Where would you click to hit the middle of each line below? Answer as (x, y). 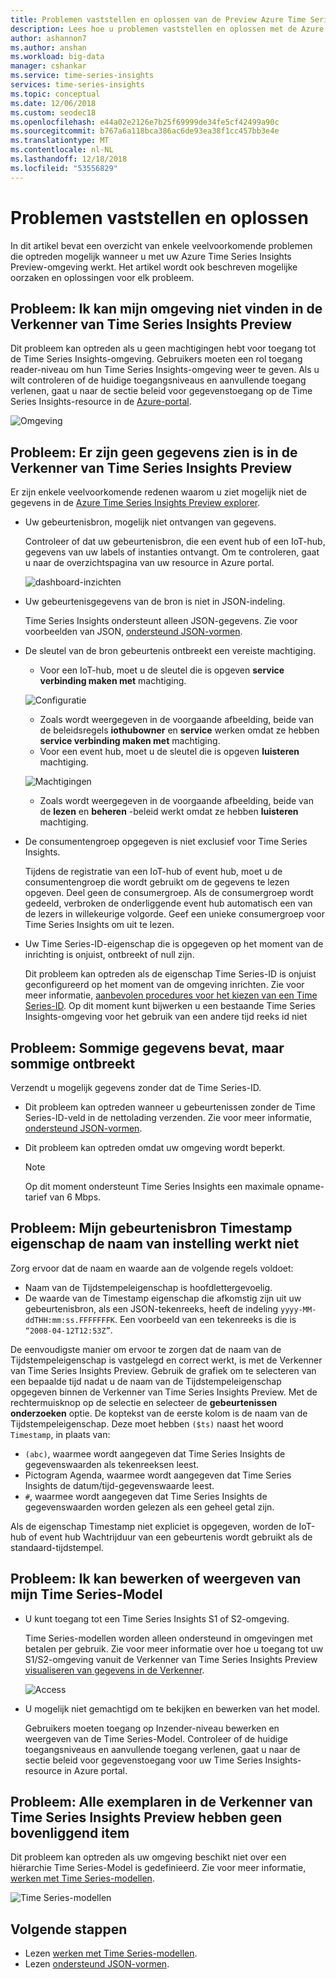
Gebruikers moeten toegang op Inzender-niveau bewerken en (152, 1728)
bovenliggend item (70, 1833)
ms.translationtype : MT (60, 141)
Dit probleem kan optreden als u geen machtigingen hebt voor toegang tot (163, 348)
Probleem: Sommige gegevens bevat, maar (147, 1047)
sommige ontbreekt (73, 1063)
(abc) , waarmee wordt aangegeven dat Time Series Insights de (155, 1453)
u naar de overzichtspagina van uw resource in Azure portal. (149, 563)
